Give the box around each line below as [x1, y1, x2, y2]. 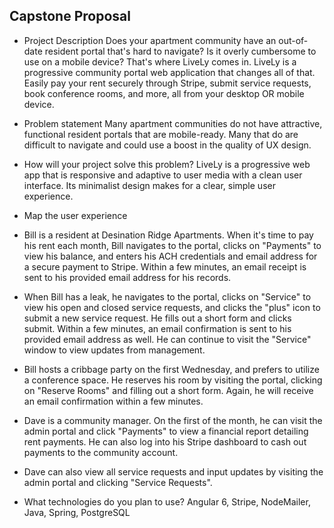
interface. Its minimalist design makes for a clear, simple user [23, 179, 276, 191]
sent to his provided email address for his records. [23, 271, 232, 283]
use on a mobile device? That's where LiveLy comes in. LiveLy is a [23, 55, 297, 68]
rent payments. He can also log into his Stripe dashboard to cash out [23, 435, 307, 448]
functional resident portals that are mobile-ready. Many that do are [23, 128, 299, 140]
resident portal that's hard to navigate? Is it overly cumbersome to [44, 45, 317, 57]
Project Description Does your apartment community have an [23, 34, 277, 46]
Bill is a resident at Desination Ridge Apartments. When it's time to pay [23, 229, 314, 241]
